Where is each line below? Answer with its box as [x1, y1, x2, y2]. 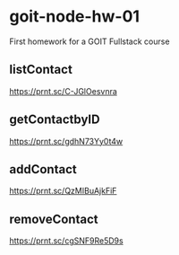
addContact [9, 162, 78, 177]
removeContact [9, 211, 98, 226]
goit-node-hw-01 [9, 6, 141, 27]
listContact [9, 62, 73, 77]
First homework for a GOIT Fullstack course [9, 36, 170, 47]
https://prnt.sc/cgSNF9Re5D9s [9, 235, 124, 246]
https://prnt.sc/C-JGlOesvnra [9, 85, 118, 96]
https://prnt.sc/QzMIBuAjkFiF [9, 186, 117, 197]
